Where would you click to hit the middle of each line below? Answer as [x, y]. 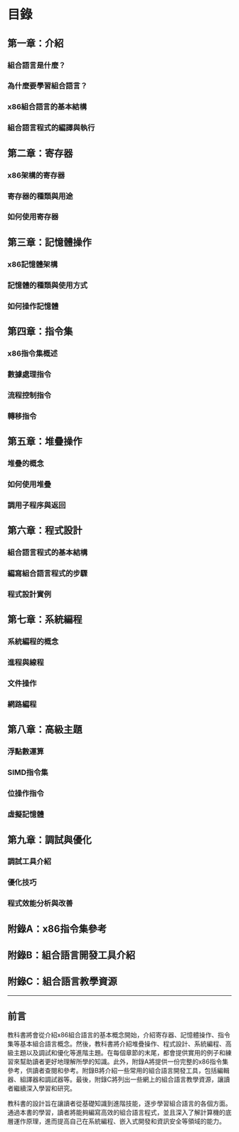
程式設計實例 [30, 594]
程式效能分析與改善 [40, 903]
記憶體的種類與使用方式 [47, 285]
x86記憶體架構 [33, 264]
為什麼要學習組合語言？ [47, 86]
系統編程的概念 [33, 642]
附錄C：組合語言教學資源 [62, 981]
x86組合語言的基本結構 [47, 107]
